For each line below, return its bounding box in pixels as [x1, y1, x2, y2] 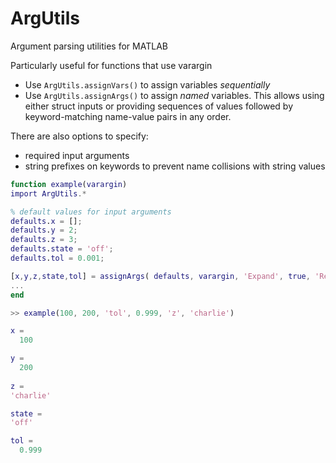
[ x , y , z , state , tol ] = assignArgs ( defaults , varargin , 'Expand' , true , [10, 271, 311, 281]
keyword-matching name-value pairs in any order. [24, 110, 232, 122]
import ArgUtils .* [10, 188, 87, 199]
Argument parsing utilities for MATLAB [10, 40, 168, 52]
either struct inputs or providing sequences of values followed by [24, 100, 294, 112]
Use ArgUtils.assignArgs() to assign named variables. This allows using [24, 89, 325, 101]
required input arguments [24, 149, 130, 161]
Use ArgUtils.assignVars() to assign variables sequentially [24, 78, 271, 91]
